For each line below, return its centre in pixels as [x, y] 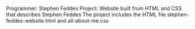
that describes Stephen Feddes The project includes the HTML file [86, 14]
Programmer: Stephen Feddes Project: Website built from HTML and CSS [94, 8]
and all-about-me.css [83, 21]
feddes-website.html [31, 21]
